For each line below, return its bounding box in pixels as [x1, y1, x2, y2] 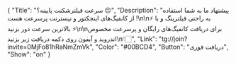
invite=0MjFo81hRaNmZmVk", [7, 42, 94, 51]
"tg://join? [158, 35, 188, 43]
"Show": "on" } [7, 50, 51, 59]
